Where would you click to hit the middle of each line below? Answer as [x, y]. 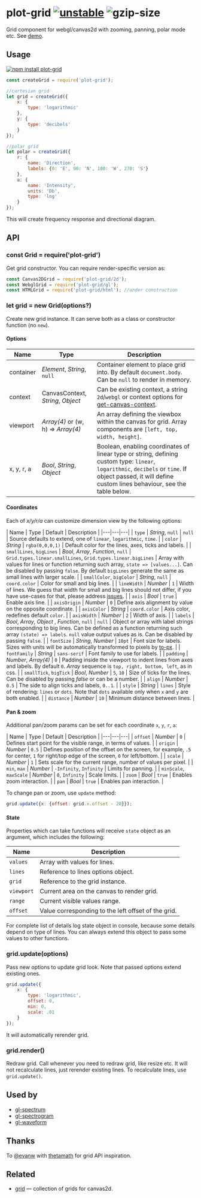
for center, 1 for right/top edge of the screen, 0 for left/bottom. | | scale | [95, 756]
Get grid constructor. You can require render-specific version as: [86, 268]
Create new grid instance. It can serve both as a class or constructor [91, 318]
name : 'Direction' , [52, 163]
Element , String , [64, 369]
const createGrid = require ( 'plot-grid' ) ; [60, 80]
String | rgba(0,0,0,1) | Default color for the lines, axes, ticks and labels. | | [99, 545]
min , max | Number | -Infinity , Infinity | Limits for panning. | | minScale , [95, 769]
